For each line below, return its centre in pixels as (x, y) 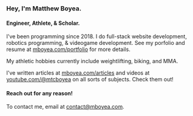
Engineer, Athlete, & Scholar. (43, 23)
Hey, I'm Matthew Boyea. (44, 9)
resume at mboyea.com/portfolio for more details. (68, 49)
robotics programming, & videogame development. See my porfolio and (96, 43)
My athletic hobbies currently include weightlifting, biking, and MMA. (92, 61)
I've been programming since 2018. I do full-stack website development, (96, 36)
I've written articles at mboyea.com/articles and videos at (78, 73)
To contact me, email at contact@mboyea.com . (65, 107)
